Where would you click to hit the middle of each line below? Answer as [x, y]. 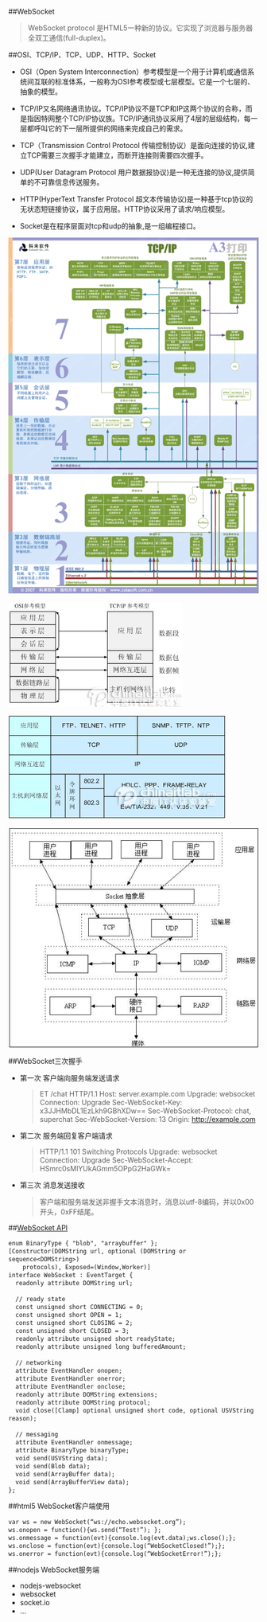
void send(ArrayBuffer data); [65, 1474]
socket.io [35, 1602]
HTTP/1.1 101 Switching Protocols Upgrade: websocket [128, 1151]
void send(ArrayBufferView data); [72, 1482]
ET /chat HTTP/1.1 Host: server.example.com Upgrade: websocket [147, 1093]
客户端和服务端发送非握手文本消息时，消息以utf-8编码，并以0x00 [147, 1202]
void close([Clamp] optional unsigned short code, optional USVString [135, 1410]
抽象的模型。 [41, 92]
